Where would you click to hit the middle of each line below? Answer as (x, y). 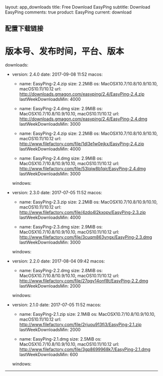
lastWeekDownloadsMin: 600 (49, 355)
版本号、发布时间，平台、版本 (65, 51)
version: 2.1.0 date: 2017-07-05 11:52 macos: (57, 305)
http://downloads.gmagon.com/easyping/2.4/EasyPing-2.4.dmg (83, 119)
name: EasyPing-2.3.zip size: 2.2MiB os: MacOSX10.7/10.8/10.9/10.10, (88, 202)
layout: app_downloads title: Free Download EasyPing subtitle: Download (78, 7)
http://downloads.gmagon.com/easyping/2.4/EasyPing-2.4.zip (82, 94)
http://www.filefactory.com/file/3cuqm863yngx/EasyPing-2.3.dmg (86, 237)
